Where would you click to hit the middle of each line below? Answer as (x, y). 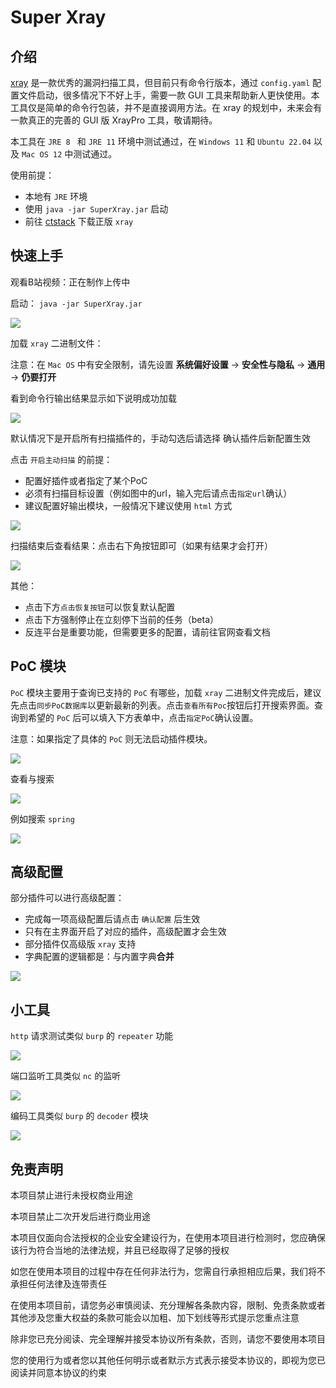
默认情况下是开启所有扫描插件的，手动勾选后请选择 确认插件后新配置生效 (160, 438)
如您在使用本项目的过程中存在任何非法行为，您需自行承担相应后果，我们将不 (168, 1272)
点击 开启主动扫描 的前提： (61, 459)
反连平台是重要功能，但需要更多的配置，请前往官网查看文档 (147, 632)
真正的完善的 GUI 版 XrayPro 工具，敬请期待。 (122, 120)
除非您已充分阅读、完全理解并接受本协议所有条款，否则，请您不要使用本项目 (168, 1339)
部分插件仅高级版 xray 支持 (80, 944)
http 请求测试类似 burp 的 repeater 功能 (92, 1036)
